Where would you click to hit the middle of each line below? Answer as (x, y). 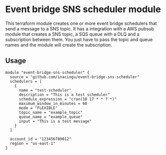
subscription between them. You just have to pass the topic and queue (79, 40)
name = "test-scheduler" (45, 90)
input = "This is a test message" (55, 121)
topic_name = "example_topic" (51, 112)
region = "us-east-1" (33, 143)
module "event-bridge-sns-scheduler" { (47, 72)
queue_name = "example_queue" (51, 117)
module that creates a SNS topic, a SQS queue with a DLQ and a (72, 34)
